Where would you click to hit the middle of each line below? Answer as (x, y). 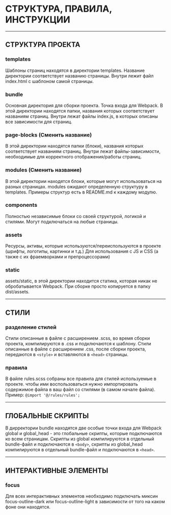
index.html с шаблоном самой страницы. (50, 81)
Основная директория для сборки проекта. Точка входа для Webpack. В (84, 105)
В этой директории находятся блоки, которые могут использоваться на (83, 181)
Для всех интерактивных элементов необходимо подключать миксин (82, 496)
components (21, 205)
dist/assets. (17, 292)
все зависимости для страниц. (39, 121)
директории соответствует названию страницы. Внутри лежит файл (79, 76)
